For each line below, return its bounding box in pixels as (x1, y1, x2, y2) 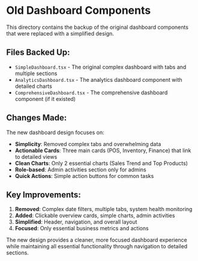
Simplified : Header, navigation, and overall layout (14, 218, 137, 226)
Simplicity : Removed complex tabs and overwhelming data (14, 140, 161, 147)
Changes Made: (6, 112, 67, 123)
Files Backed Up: (6, 48, 70, 58)
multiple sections (14, 70, 58, 77)
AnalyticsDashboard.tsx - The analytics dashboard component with (14, 76, 183, 83)
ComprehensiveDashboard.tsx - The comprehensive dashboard (14, 88, 168, 96)
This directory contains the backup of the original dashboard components (6, 23, 189, 31)
